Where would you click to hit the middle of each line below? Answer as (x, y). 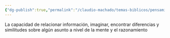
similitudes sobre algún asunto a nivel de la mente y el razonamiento (76, 30)
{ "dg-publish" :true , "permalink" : (40, 10)
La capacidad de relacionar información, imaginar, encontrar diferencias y (82, 24)
